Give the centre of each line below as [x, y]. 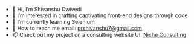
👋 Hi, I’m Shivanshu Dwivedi [47, 9]
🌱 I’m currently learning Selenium [53, 22]
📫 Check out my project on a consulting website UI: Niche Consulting [99, 35]
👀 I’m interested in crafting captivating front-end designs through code [100, 15]
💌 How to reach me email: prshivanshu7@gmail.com [77, 28]
